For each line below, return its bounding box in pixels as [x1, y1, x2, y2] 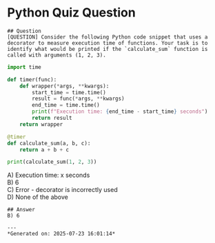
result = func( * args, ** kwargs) [32, 95, 125, 103]
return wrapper [19, 120, 63, 128]
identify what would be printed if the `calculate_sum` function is [7, 45, 208, 52]
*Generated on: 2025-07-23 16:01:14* [7, 231, 116, 237]
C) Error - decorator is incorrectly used [7, 186, 119, 194]
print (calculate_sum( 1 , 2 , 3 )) [7, 158, 97, 166]
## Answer [7, 207, 36, 213]
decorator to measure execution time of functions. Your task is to [7, 39, 208, 46]
